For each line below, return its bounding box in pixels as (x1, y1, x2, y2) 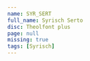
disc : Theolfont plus (7, 23, 71, 30)
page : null (7, 29, 39, 37)
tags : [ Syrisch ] (7, 43, 55, 50)
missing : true (7, 36, 49, 43)
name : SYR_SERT (7, 10, 52, 18)
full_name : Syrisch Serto (7, 17, 83, 24)
